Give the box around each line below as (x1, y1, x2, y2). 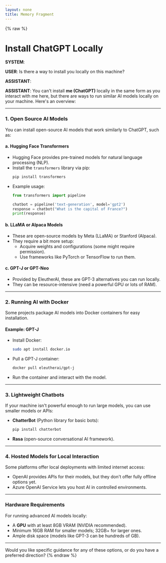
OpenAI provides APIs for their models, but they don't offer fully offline (12, 474, 157, 480)
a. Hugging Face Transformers (5, 143, 69, 149)
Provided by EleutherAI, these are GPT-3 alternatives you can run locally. (12, 276, 161, 282)
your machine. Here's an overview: (5, 99, 76, 104)
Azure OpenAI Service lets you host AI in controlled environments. (12, 484, 147, 490)
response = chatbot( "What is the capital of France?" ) (12, 206, 128, 211)
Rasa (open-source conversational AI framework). (12, 436, 115, 442)
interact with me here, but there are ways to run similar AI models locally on (5, 93, 159, 99)
